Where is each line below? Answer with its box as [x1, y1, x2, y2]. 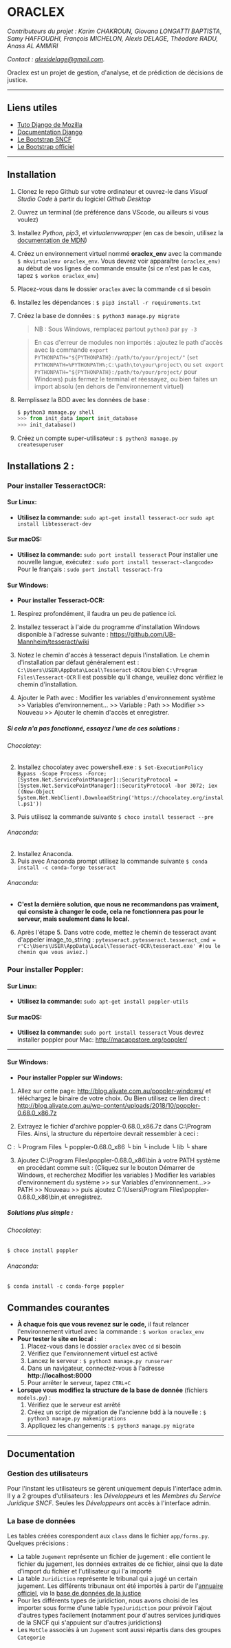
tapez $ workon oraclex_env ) [16, 271, 99, 279]
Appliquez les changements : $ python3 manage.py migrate [27, 1422, 195, 1430]
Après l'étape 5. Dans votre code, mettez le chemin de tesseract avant [16, 929, 217, 937]
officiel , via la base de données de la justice [16, 1589, 142, 1598]
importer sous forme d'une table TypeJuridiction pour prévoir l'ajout [16, 1604, 212, 1612]
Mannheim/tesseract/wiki [16, 637, 89, 646]
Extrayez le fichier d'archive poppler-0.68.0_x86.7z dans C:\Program [16, 1122, 212, 1130]
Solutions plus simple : [7, 1209, 74, 1217]
